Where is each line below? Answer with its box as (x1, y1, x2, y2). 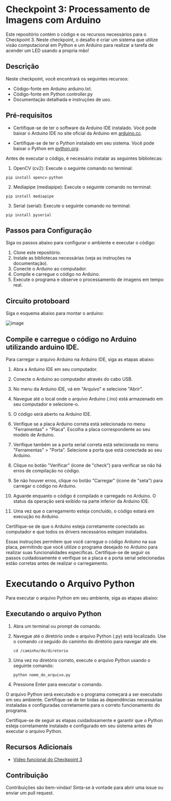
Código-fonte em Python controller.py (13, 91, 93, 97)
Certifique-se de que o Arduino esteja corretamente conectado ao (6, 523, 145, 529)
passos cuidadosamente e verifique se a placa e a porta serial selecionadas (6, 555, 165, 561)
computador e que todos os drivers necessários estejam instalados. (6, 529, 148, 535)
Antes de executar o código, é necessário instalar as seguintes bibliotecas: (6, 155, 163, 161)
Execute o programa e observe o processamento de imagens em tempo (13, 276, 164, 283)
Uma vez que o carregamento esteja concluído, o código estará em (13, 508, 155, 514)
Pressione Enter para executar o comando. (13, 681, 103, 688)
